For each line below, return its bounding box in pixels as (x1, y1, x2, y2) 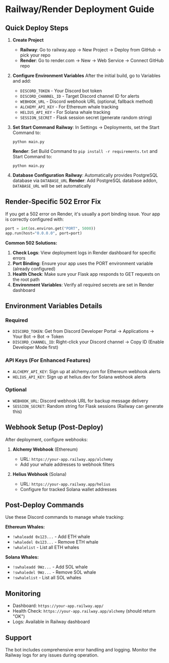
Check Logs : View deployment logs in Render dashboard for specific (12, 250, 156, 256)
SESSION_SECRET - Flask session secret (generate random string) (20, 114, 152, 120)
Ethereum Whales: (5, 524, 45, 530)
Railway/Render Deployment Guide (5, 4, 155, 15)
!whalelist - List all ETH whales (12, 545, 79, 551)
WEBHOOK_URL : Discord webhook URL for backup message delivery (12, 397, 149, 404)
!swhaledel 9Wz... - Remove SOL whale (12, 569, 96, 575)
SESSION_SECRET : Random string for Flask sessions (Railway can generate (12, 403, 164, 409)
